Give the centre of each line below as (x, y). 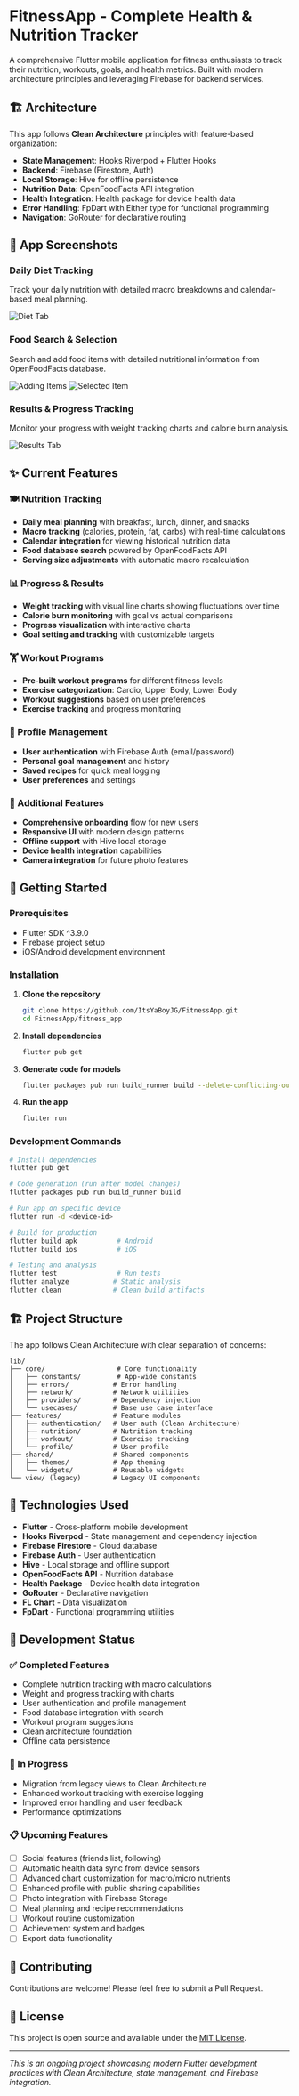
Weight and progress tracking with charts (98, 1694)
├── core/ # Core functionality (103, 1369)
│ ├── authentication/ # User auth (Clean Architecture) (125, 1423)
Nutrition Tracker (74, 35)
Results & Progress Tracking (72, 408)
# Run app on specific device (65, 1209)
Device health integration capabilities (92, 850)
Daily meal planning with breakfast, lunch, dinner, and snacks (136, 521)
